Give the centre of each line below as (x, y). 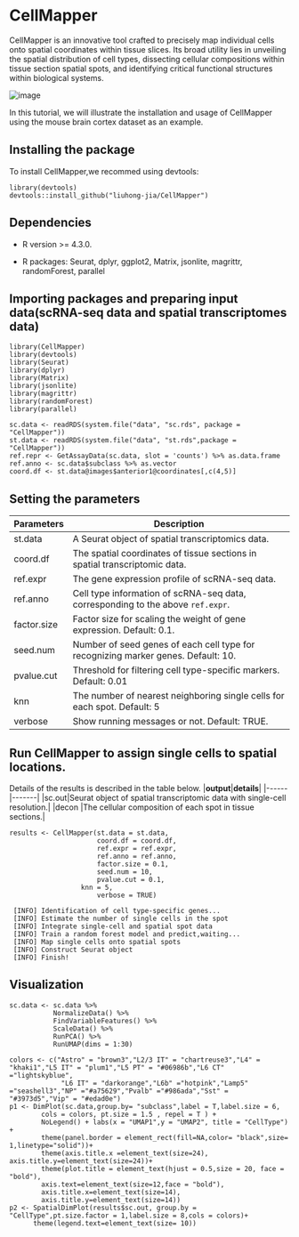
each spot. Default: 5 (116, 707)
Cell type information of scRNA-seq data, (159, 594)
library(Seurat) (39, 363)
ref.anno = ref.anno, (137, 856)
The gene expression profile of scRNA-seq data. (174, 579)
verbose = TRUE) (127, 895)
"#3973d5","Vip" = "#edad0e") (65, 1099)
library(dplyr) (37, 370)
